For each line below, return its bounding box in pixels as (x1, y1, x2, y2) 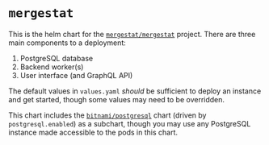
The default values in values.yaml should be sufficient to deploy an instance (8, 86, 262, 96)
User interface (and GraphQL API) (19, 70, 133, 80)
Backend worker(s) (19, 62, 84, 72)
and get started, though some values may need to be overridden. (8, 94, 225, 104)
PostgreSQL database (19, 53, 94, 63)
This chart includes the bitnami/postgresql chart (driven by (8, 110, 207, 120)
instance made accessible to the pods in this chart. (8, 127, 178, 137)
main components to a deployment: (8, 38, 127, 48)
